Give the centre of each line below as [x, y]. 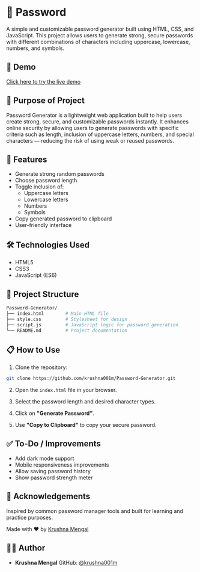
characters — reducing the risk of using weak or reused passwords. [90, 140]
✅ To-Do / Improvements [53, 444]
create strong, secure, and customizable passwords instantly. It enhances [98, 121]
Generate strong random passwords [60, 174]
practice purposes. [30, 517]
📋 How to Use [33, 350]
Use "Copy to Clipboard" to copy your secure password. [86, 425]
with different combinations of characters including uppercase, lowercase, [98, 42]
